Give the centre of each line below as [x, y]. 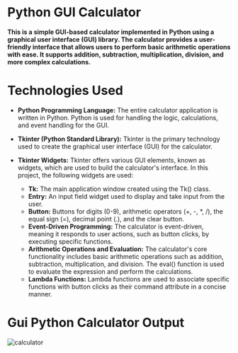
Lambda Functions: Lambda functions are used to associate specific [129, 279]
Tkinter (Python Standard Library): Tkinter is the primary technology [119, 139]
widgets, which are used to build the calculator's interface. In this [113, 168]
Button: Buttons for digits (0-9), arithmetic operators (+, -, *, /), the [125, 211]
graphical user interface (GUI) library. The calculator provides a [103, 39]
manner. [40, 294]
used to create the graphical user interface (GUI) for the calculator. [115, 146]
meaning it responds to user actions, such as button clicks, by [119, 233]
